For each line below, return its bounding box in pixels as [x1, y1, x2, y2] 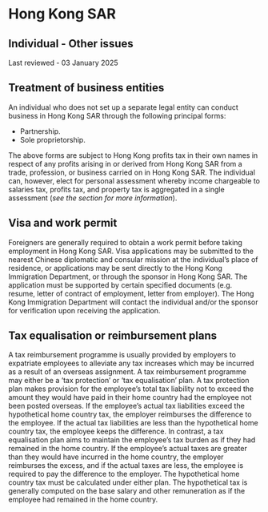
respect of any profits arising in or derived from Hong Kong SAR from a [8, 159, 242, 168]
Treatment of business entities [8, 81, 165, 95]
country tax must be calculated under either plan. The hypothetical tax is [8, 478, 248, 487]
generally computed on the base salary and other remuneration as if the [8, 486, 246, 496]
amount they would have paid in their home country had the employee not [8, 393, 252, 402]
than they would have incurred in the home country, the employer [8, 452, 224, 462]
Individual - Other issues [8, 37, 134, 50]
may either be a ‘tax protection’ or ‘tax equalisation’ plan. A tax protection [8, 376, 250, 385]
